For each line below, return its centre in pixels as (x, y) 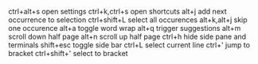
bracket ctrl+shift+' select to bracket (68, 53)
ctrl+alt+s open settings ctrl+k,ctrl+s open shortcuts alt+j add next (117, 11)
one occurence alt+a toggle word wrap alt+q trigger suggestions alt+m (125, 28)
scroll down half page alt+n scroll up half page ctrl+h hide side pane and (127, 36)
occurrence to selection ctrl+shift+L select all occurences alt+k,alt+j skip (128, 20)
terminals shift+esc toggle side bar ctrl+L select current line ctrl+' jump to (129, 45)
